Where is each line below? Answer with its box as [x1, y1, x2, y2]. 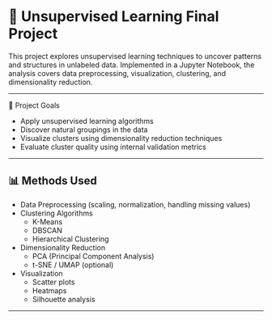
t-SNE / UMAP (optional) [32, 259, 114, 270]
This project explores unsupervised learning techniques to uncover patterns [8, 51, 261, 61]
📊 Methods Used [8, 174, 97, 188]
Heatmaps [32, 285, 67, 295]
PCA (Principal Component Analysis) [32, 251, 155, 261]
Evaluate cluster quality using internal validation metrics [19, 142, 206, 151]
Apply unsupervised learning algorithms [19, 116, 154, 126]
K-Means [32, 216, 63, 226]
